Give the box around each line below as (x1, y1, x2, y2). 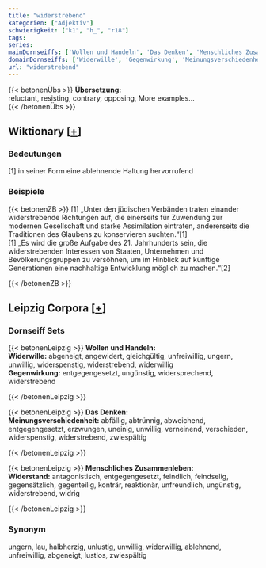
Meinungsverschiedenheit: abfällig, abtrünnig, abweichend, (8, 416, 206, 425)
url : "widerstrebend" (8, 63, 80, 71)
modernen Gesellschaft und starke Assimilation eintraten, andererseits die (8, 221, 249, 231)
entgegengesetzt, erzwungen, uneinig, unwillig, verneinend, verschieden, (8, 425, 249, 434)
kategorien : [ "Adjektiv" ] (8, 19, 93, 27)
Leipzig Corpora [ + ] (8, 302, 107, 315)
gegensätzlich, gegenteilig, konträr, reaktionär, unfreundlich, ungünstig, (8, 480, 241, 490)
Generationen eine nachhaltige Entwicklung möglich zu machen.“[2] (8, 263, 231, 273)
